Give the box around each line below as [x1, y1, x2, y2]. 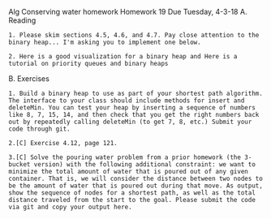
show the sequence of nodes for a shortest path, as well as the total [8, 189, 256, 197]
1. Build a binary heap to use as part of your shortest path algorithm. [8, 89, 264, 97]
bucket [8, 161, 31, 169]
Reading [8, 15, 37, 25]
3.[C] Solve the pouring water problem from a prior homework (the [8, 153, 242, 161]
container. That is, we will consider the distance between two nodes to [8, 174, 264, 182]
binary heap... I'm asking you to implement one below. [8, 38, 201, 46]
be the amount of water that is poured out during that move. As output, [8, 182, 264, 190]
